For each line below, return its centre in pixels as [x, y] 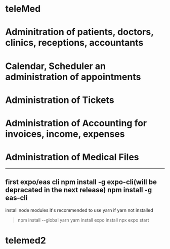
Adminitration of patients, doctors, [79, 32]
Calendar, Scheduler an [56, 66]
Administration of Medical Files [72, 157]
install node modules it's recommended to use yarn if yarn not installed [79, 210]
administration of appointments [73, 77]
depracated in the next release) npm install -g [79, 190]
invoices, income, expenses [65, 134]
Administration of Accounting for [76, 123]
